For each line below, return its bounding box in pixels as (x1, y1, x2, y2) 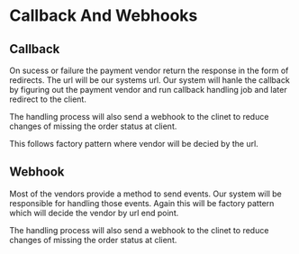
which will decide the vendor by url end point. (9, 207, 179, 218)
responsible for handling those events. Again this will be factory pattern (9, 197, 275, 208)
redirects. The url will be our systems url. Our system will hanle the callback (9, 75, 290, 86)
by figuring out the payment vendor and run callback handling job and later (9, 85, 287, 95)
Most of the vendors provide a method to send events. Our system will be (9, 188, 282, 199)
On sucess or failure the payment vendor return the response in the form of (9, 65, 289, 76)
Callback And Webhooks (9, 5, 198, 26)
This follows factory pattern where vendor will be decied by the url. (9, 139, 258, 149)
